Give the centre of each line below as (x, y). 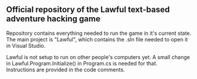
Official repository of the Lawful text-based (88, 10)
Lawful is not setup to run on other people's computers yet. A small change (98, 57)
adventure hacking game (53, 19)
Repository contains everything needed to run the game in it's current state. (99, 33)
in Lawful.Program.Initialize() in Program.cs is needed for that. (82, 63)
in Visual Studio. (26, 45)
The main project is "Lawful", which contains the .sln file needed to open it (97, 39)
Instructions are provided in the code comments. (66, 70)
